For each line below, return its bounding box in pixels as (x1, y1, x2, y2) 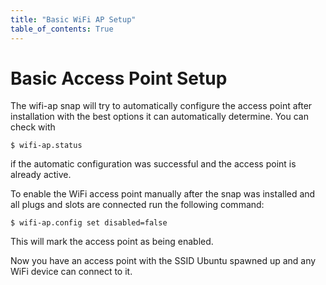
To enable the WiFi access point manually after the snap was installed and (10, 188, 316, 200)
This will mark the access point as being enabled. (10, 236, 214, 248)
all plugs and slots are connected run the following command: (10, 199, 265, 211)
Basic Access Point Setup (10, 67, 228, 90)
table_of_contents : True (10, 24, 114, 34)
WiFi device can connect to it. (10, 266, 133, 278)
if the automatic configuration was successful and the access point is (10, 158, 297, 170)
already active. (10, 169, 72, 181)
